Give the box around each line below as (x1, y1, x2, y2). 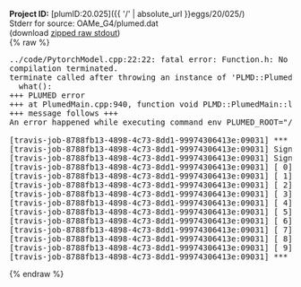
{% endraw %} (9, 269, 64, 279)
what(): (18, 82, 52, 91)
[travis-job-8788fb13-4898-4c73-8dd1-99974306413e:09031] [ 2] (9, 180, 293, 190)
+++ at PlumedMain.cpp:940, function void (9, 100, 199, 109)
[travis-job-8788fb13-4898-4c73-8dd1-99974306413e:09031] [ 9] (9, 243, 293, 253)
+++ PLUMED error (9, 91, 85, 100)
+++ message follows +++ (9, 109, 118, 118)
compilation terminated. (9, 64, 118, 74)
